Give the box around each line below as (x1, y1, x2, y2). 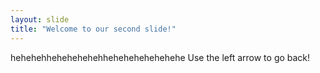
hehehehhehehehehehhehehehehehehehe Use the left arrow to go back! (10, 51, 311, 63)
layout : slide (10, 14, 70, 25)
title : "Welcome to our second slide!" (10, 24, 177, 34)
